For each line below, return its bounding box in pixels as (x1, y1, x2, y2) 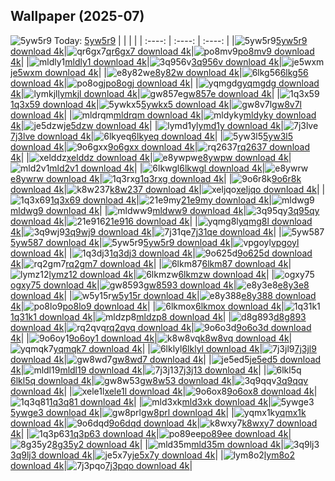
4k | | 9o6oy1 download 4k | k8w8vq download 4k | (10, 332, 293, 344)
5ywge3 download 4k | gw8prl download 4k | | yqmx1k (10, 406, 307, 418)
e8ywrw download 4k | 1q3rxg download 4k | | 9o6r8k (10, 172, 302, 184)
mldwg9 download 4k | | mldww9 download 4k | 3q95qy (10, 204, 320, 216)
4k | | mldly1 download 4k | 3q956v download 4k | (10, 55, 283, 68)
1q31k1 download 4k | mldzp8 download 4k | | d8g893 (10, 310, 307, 323)
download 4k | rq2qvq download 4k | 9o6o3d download (10, 321, 312, 333)
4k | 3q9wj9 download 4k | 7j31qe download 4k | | (10, 225, 282, 238)
